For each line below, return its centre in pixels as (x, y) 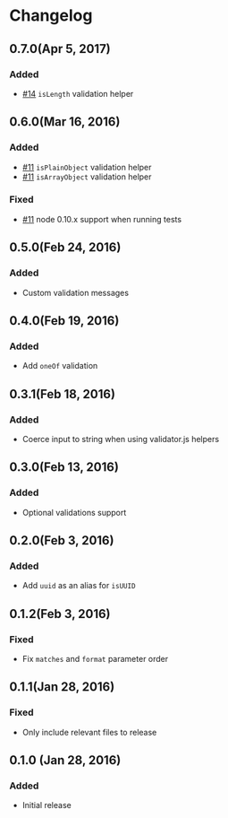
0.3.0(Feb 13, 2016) (64, 467)
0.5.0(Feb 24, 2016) (65, 248)
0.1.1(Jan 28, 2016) (62, 687)
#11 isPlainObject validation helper (87, 167)
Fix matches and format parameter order (95, 658)
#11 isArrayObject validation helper (87, 177)
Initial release (46, 805)
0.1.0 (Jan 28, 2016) (65, 760)
